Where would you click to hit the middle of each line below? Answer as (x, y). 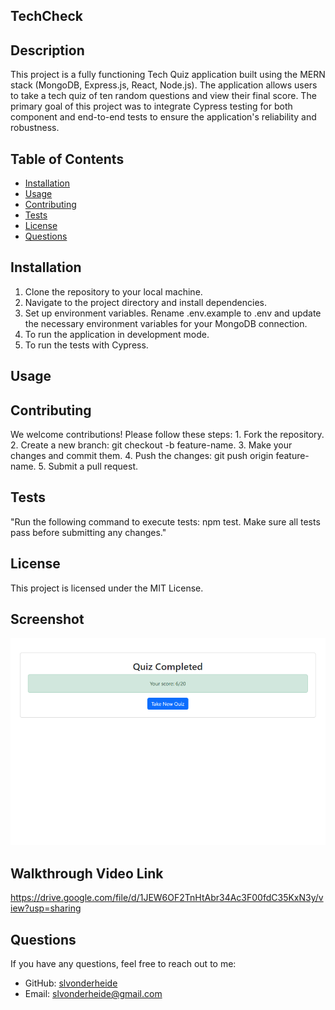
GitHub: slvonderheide (71, 983)
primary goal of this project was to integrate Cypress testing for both (151, 106)
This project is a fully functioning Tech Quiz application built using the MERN (168, 75)
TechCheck (46, 16)
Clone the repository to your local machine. (113, 291)
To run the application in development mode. (117, 334)
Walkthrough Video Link (87, 873)
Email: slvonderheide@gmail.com (93, 994)
